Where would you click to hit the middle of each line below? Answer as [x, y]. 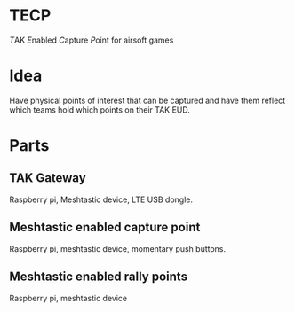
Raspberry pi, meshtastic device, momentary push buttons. [118, 248]
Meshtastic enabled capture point [105, 227]
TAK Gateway [48, 178]
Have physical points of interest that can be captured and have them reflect [147, 100]
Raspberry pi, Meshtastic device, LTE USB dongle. [101, 199]
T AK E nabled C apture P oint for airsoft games [92, 40]
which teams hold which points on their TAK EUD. [100, 109]
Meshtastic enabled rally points [99, 277]
